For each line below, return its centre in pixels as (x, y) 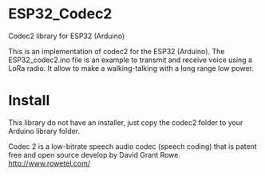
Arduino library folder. (44, 131)
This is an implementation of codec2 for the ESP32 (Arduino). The (117, 51)
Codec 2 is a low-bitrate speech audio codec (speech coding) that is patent (132, 146)
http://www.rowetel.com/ (49, 163)
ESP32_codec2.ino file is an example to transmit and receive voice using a (131, 60)
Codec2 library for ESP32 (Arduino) (67, 36)
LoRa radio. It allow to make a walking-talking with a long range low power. (131, 68)
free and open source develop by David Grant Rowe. (95, 154)
